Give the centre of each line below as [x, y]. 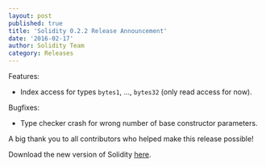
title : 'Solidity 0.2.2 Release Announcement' [88, 31]
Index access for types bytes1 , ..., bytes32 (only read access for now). [136, 92]
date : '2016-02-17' [41, 38]
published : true [35, 23]
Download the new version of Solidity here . [80, 154]
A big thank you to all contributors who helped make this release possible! [131, 139]
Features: [24, 76]
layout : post [30, 16]
